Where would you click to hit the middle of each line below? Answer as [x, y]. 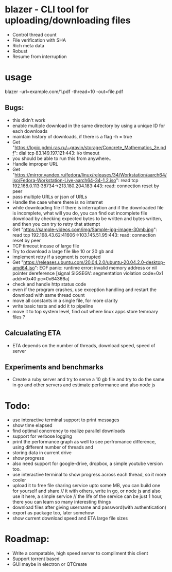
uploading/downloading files [68, 20]
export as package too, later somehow [53, 513]
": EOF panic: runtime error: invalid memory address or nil [96, 267]
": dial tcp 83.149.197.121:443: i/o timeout [57, 153]
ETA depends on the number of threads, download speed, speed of [84, 345]
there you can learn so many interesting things [62, 502]
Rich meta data [28, 45]
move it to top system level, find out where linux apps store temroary [85, 311]
